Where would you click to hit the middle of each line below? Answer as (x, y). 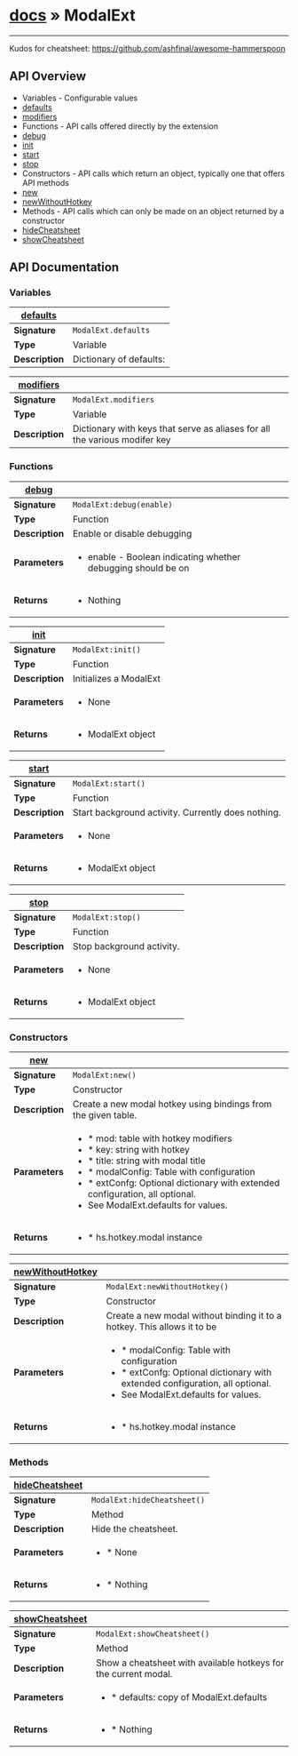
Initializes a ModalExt (117, 678)
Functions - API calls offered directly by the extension (120, 126)
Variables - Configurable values (80, 98)
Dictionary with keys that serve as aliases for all (171, 429)
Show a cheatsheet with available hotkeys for (190, 1663)
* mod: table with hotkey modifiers (160, 1138)
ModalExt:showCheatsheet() (153, 1634)
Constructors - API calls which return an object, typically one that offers (153, 173)
